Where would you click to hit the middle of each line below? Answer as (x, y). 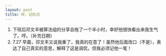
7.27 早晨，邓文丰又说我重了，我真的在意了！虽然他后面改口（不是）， (85, 42)
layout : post (19, 10)
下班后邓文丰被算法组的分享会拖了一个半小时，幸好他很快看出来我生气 (85, 29)
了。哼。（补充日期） (33, 35)
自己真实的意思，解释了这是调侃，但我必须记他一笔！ (76, 48)
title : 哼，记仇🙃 (23, 14)
